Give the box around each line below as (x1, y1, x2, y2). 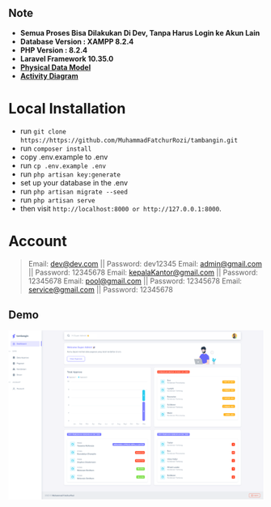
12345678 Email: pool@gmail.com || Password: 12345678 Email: (28, 275, 243, 286)
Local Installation (8, 100, 126, 117)
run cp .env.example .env (19, 160, 107, 170)
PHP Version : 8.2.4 (19, 45, 88, 55)
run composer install (19, 143, 92, 153)
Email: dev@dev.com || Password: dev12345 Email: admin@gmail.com (28, 258, 263, 268)
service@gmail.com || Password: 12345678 (28, 284, 174, 294)
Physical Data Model (19, 62, 91, 72)
